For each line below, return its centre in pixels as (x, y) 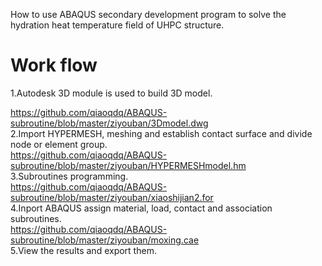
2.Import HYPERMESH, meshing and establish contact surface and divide (161, 133)
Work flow (54, 65)
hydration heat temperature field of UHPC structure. (117, 25)
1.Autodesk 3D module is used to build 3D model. (111, 93)
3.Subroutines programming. (69, 176)
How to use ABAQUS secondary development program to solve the (148, 14)
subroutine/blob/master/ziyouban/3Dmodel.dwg (109, 123)
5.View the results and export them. (83, 250)
